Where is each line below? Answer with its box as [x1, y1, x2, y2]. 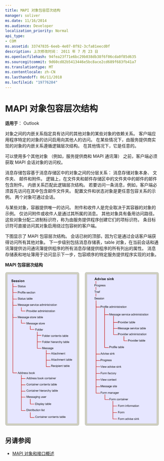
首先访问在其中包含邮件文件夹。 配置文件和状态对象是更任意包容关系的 [9, 188, 152, 194]
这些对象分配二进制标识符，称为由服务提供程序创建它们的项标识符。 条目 [5, 216, 152, 222]
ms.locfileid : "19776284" [5, 80, 58, 85]
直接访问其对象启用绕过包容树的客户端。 [18, 223, 99, 229]
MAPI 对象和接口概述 [12, 450, 55, 456]
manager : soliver [5, 13, 41, 18]
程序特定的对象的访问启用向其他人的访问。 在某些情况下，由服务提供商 [9, 137, 152, 143]
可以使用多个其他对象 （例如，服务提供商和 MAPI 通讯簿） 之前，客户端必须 [5, 153, 158, 159]
